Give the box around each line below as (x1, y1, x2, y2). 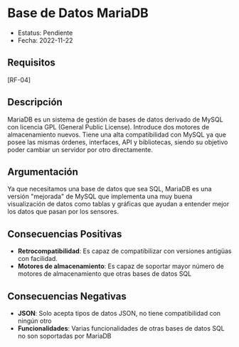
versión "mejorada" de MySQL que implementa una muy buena (7, 192, 193, 201)
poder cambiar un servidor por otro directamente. (7, 145, 153, 154)
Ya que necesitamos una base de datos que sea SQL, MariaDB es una (7, 185, 212, 193)
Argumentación (7, 166, 78, 178)
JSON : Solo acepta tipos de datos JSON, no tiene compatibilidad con (17, 309, 221, 317)
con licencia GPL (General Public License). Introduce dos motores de (7, 122, 210, 131)
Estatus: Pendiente (17, 28, 73, 37)
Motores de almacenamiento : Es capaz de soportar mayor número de (17, 262, 224, 271)
